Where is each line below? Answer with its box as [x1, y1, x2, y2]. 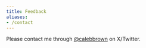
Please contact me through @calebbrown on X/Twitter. [6, 36, 141, 43]
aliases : [6, 14, 28, 20]
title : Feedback [6, 8, 46, 15]
